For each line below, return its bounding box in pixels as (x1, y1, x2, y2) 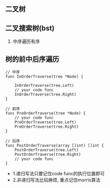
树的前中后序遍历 (5, 55, 59, 63)
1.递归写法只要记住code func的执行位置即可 (12, 171, 105, 177)
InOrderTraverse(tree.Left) (14, 83, 74, 88)
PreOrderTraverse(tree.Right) (14, 124, 79, 129)
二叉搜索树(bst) (5, 24, 55, 32)
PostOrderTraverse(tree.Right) (14, 152, 81, 157)
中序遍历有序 (12, 38, 40, 44)
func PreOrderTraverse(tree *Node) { (5, 111, 86, 116)
